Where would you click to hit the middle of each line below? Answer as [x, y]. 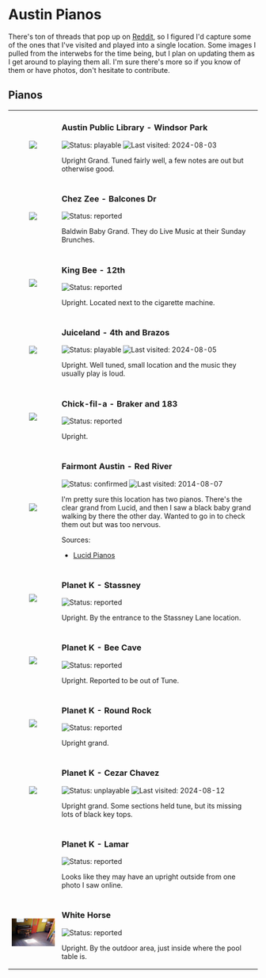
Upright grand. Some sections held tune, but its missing [152, 805]
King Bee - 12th [93, 269]
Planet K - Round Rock [106, 710]
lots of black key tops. [97, 814]
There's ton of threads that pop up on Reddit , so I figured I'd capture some [130, 36]
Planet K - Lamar [95, 844]
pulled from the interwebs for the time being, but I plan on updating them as [131, 53]
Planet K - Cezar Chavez [110, 773]
